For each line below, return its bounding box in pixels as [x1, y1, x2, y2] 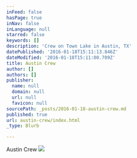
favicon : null [12, 100, 47, 106]
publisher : [6, 77, 34, 83]
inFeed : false [6, 9, 43, 15]
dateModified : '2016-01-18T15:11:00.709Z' [6, 55, 116, 61]
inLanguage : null [6, 26, 51, 32]
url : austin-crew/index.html [6, 117, 80, 123]
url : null [12, 94, 37, 100]
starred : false [6, 32, 45, 38]
